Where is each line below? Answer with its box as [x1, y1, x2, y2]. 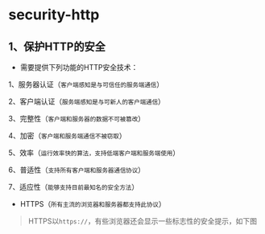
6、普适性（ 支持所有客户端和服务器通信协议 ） [8, 165, 146, 174]
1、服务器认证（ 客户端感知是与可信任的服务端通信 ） [8, 80, 164, 89]
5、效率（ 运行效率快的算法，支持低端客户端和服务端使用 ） [8, 148, 180, 158]
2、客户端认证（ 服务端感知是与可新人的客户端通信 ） [8, 96, 165, 106]
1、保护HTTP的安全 [8, 39, 106, 53]
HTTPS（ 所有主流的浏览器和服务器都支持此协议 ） [19, 199, 167, 208]
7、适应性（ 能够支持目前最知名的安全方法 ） [8, 183, 139, 191]
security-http [8, 6, 100, 24]
